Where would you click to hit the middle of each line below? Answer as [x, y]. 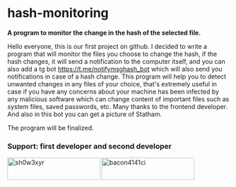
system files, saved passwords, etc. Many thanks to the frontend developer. [118, 106]
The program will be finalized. [51, 127]
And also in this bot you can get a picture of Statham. [85, 114]
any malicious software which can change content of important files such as [118, 99]
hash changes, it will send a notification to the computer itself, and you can [116, 61]
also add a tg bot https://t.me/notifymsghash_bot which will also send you [115, 69]
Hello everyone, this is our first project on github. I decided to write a [107, 46]
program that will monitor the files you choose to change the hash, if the [112, 54]
